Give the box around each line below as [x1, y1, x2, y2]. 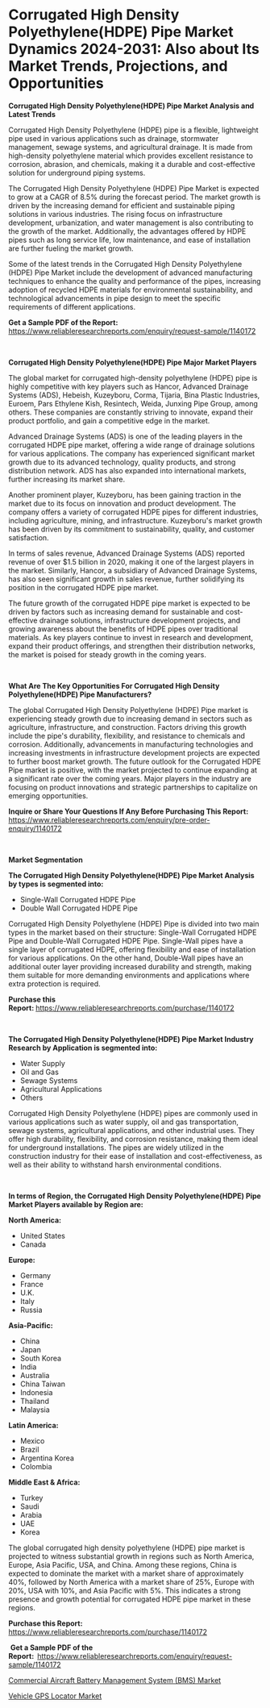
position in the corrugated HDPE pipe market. [8, 582, 160, 592]
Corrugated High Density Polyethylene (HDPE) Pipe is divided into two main [8, 919, 260, 928]
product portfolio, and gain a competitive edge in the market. [8, 415, 210, 425]
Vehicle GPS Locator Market [8, 1691, 102, 1701]
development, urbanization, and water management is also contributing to [8, 218, 254, 227]
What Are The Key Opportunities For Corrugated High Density [8, 681, 220, 690]
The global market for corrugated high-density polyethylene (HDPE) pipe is [8, 373, 258, 382]
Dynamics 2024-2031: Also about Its [8, 40, 260, 58]
